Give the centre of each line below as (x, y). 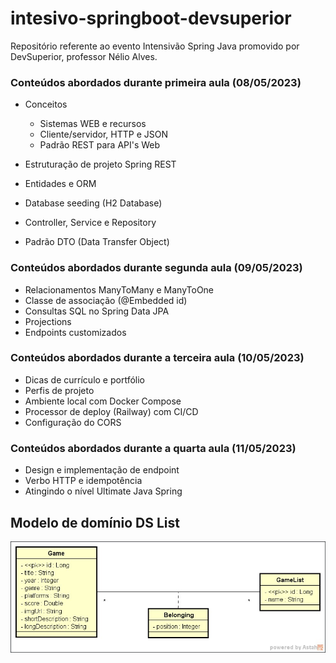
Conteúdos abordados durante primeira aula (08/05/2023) (156, 82)
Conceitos (46, 104)
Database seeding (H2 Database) (93, 203)
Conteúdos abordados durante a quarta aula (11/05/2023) (153, 448)
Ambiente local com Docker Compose (103, 401)
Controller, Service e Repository (90, 223)
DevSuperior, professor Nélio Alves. (84, 56)
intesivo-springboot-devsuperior (151, 18)
